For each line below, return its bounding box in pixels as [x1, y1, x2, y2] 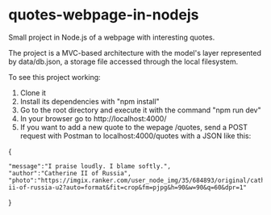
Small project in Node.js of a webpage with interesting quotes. [8, 32, 215, 42]
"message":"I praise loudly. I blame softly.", [8, 162, 172, 171]
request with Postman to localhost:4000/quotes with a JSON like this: [19, 131, 252, 141]
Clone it [19, 87, 47, 98]
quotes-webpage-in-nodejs [8, 6, 199, 24]
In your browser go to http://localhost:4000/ [19, 113, 167, 123]
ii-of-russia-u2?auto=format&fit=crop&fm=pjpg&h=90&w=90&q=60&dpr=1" [8, 183, 248, 192]
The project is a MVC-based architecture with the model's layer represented [8, 48, 262, 57]
